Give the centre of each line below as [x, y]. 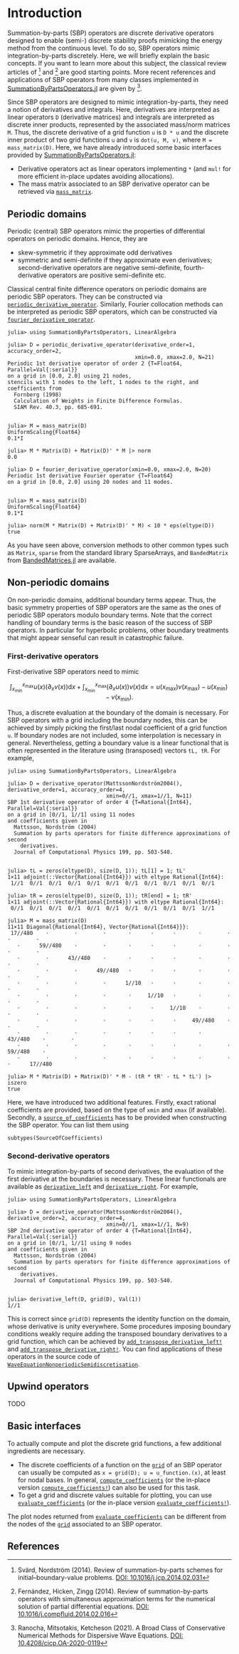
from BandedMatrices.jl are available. [62, 560]
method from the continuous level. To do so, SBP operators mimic [104, 48]
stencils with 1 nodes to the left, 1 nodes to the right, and [103, 383]
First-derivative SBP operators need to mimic [73, 672]
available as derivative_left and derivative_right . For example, [103, 1187]
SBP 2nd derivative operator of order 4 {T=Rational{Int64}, [100, 1231]
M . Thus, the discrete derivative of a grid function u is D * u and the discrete [118, 133]
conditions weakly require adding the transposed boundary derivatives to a [117, 1334]
